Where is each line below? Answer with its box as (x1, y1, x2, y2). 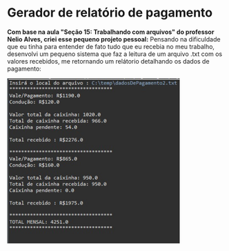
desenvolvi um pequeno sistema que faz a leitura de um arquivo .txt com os (7, 50, 223, 58)
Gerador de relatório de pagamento (7, 5, 212, 21)
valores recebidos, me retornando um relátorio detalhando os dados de (7, 57, 210, 65)
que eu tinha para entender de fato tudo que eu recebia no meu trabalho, (7, 42, 215, 50)
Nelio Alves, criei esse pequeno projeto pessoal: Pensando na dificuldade (7, 35, 221, 43)
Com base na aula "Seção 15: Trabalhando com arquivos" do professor (7, 28, 215, 36)
